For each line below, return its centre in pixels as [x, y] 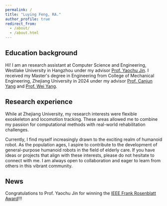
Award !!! [14, 199]
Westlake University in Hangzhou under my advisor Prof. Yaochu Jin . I [77, 70]
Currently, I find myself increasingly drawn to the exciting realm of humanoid [84, 139]
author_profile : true [28, 19]
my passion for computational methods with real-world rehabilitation [75, 124]
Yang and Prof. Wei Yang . [31, 86]
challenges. [17, 129]
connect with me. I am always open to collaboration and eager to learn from [83, 160]
